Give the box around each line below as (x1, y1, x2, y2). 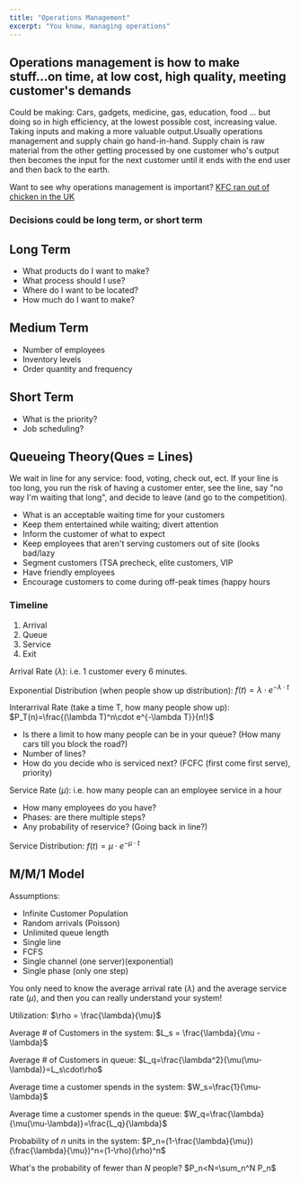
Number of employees (22, 344, 106, 355)
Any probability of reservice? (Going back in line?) (22, 822, 208, 832)
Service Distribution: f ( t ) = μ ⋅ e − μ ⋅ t (9, 839, 141, 851)
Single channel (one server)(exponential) (22, 956, 174, 967)
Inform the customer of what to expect (22, 529, 165, 540)
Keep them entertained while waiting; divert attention (22, 519, 219, 530)
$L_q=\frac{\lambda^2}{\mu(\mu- (137, 1054, 262, 1065)
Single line (22, 936, 61, 947)
